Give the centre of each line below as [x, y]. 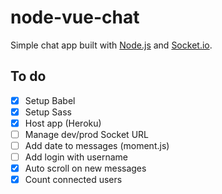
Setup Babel [50, 100]
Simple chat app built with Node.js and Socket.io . [111, 45]
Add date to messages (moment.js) [97, 145]
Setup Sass [48, 112]
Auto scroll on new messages [85, 168]
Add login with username [76, 157]
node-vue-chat [75, 17]
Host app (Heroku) [63, 123]
